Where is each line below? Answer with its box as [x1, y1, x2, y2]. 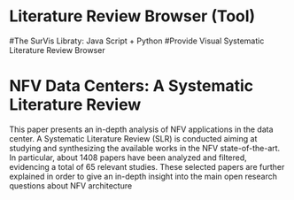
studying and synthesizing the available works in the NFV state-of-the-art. [9, 142, 281, 153]
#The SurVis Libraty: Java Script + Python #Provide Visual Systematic [9, 35, 265, 46]
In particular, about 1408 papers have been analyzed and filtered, [9, 152, 248, 163]
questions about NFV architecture [9, 180, 133, 191]
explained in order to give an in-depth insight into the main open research [9, 171, 277, 181]
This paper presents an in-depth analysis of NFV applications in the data [9, 124, 274, 135]
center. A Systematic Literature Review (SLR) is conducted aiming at [9, 133, 258, 143]
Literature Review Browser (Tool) [9, 6, 256, 27]
